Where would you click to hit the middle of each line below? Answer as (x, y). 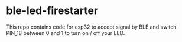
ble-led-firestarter (52, 11)
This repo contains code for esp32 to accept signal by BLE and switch (91, 27)
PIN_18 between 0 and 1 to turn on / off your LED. (66, 33)
